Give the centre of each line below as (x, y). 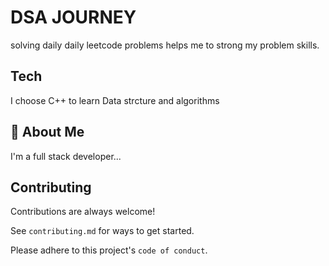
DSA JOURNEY (73, 17)
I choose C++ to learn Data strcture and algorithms (115, 100)
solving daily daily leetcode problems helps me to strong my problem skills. (165, 45)
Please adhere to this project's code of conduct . (109, 250)
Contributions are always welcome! (83, 212)
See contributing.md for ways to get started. (102, 231)
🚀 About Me (47, 132)
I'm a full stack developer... (66, 156)
